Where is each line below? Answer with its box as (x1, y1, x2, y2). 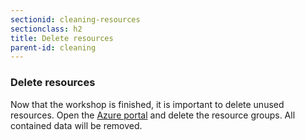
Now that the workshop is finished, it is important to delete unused (10, 98, 285, 110)
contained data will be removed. (10, 119, 143, 131)
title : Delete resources (10, 33, 114, 43)
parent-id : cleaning (10, 42, 97, 53)
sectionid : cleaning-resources (10, 14, 141, 25)
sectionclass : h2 (10, 24, 83, 34)
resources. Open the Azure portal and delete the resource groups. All (10, 109, 296, 121)
